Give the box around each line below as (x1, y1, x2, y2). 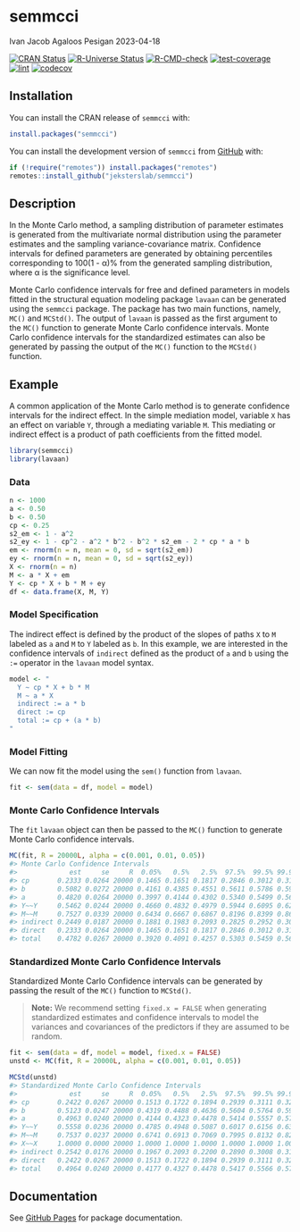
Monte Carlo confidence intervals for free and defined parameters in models (9, 284, 290, 296)
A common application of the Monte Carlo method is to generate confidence (9, 400, 290, 411)
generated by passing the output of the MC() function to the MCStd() (9, 341, 257, 352)
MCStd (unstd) (9, 1073, 58, 1082)
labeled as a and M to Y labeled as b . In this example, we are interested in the (9, 638, 288, 649)
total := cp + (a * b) (17, 717, 102, 725)
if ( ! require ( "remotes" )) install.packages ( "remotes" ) (9, 163, 218, 172)
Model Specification (9, 608, 99, 621)
